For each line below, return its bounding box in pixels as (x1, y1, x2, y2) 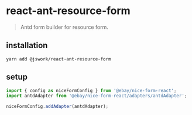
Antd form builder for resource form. (20, 23, 108, 31)
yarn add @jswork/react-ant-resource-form (6, 56, 111, 62)
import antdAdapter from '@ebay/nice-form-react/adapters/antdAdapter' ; (6, 93, 187, 99)
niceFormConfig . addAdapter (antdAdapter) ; (6, 104, 109, 110)
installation (6, 40, 48, 50)
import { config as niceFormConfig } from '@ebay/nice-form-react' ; (6, 87, 177, 93)
